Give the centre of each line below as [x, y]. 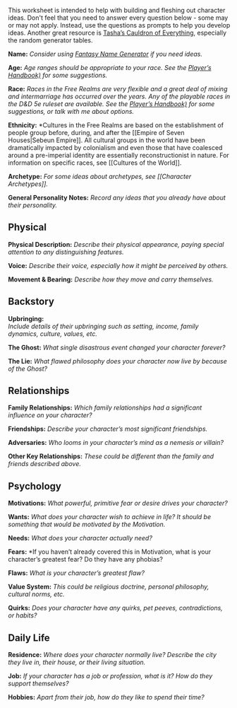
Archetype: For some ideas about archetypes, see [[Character [100, 176]
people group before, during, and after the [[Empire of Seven [96, 133]
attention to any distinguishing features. [66, 252]
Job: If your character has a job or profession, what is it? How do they [110, 676]
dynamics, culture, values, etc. [53, 333]
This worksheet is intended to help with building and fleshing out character [117, 10]
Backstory [31, 302]
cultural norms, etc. [37, 594]
